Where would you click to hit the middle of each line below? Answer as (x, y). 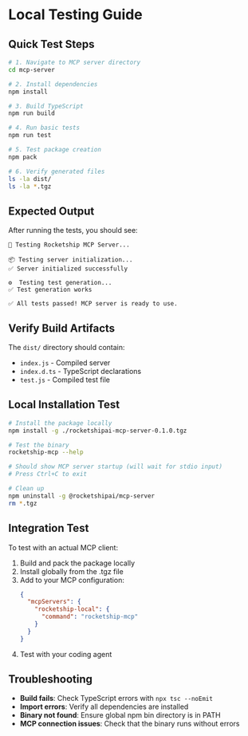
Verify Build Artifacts (62, 328)
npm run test (30, 136)
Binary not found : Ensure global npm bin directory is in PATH (120, 715)
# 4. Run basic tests (44, 128)
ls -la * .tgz (30, 186)
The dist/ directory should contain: (67, 347)
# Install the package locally (60, 423)
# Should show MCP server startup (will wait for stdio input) (116, 467)
